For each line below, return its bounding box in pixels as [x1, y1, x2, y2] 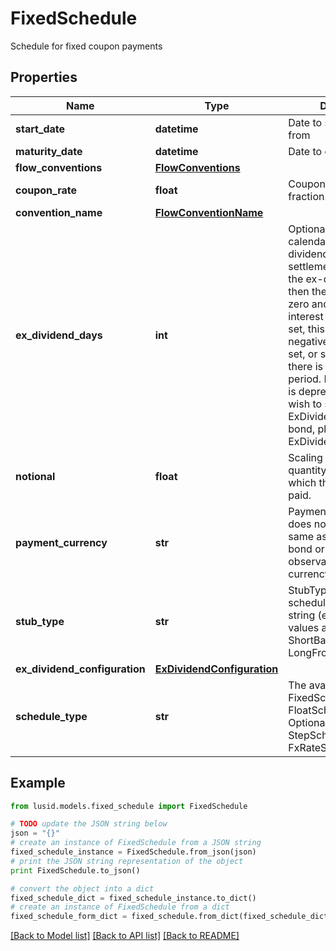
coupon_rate [15, 183, 78, 197]
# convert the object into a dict [10, 883, 155, 894]
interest [288, 309, 324, 323]
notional [15, 469, 56, 483]
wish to [288, 397, 323, 411]
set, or [288, 347, 318, 361]
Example [10, 775, 66, 792]
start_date [15, 122, 66, 136]
